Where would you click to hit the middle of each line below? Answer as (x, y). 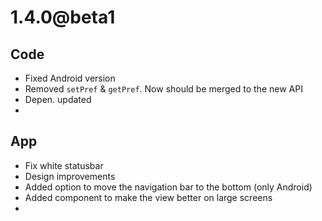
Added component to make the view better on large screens (148, 197)
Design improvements (70, 176)
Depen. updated (58, 99)
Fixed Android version (70, 78)
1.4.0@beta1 (63, 17)
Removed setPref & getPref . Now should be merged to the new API (163, 89)
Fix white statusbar (64, 165)
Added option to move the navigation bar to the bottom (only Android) (168, 187)
